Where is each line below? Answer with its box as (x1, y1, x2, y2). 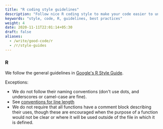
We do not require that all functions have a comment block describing (12, 104, 152, 110)
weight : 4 (5, 20, 25, 26)
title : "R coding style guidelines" (5, 7, 79, 12)
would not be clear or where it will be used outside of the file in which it (12, 114, 155, 120)
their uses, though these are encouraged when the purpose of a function (12, 109, 158, 115)
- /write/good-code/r (9, 39, 53, 43)
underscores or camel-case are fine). (12, 94, 87, 100)
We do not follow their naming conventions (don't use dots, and (12, 88, 139, 94)
